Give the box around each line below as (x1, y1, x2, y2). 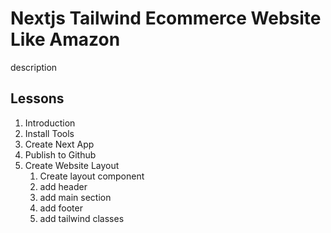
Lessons (10, 90, 65, 107)
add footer (39, 202, 83, 214)
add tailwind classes (39, 212, 125, 224)
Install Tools (24, 127, 75, 139)
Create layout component (39, 170, 145, 182)
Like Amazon (10, 28, 121, 51)
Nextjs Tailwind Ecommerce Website (10, 7, 322, 30)
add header (39, 180, 88, 192)
